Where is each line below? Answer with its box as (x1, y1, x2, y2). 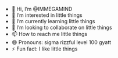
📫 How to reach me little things (11, 31, 88, 37)
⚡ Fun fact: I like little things (11, 45, 78, 52)
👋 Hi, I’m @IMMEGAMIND (11, 6, 73, 12)
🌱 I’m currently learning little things (11, 18, 95, 24)
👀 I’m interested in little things (11, 12, 83, 19)
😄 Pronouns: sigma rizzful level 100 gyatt (11, 39, 112, 46)
